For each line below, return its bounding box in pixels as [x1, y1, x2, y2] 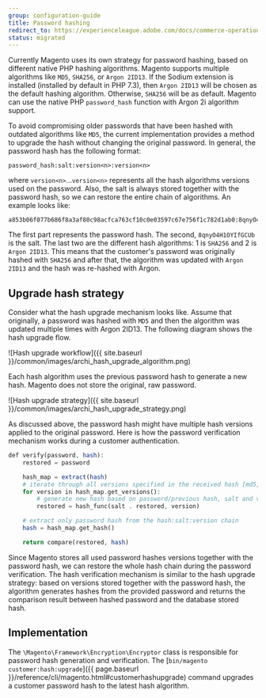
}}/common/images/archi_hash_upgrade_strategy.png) [8, 404, 187, 414]
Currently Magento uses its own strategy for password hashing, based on [8, 55, 249, 65]
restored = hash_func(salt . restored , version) [36, 503, 200, 510]
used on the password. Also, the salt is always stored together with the [8, 184, 240, 194]
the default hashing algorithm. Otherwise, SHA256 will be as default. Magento [8, 89, 257, 99]
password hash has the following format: [8, 146, 141, 156]
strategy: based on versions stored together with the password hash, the [8, 578, 245, 587]
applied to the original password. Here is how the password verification [8, 428, 241, 438]
